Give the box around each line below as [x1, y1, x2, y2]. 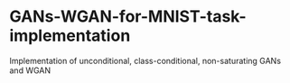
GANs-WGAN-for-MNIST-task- [9, 6, 247, 27]
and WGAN [9, 65, 51, 76]
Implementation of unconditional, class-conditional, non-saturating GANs [9, 55, 282, 66]
